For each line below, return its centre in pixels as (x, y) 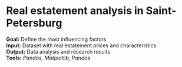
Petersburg (34, 23)
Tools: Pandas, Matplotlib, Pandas (48, 58)
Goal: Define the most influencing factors (56, 39)
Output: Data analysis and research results (58, 51)
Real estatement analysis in (75, 11)
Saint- (161, 11)
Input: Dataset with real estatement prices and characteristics (81, 45)
